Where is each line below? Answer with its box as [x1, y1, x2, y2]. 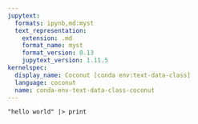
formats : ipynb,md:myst [14, 19, 94, 27]
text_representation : [14, 26, 87, 34]
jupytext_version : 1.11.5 [22, 57, 109, 65]
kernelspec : [7, 64, 47, 72]
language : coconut [14, 78, 77, 86]
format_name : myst [22, 42, 83, 50]
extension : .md [22, 34, 73, 42]
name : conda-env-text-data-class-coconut [14, 86, 156, 94]
